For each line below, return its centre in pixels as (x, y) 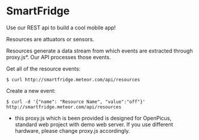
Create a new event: (31, 90)
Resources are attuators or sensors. (50, 39)
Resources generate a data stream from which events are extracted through (99, 51)
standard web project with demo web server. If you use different (94, 124)
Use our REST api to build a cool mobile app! (61, 28)
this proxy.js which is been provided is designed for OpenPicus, (93, 118)
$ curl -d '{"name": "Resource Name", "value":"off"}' (76, 102)
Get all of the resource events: (43, 69)
